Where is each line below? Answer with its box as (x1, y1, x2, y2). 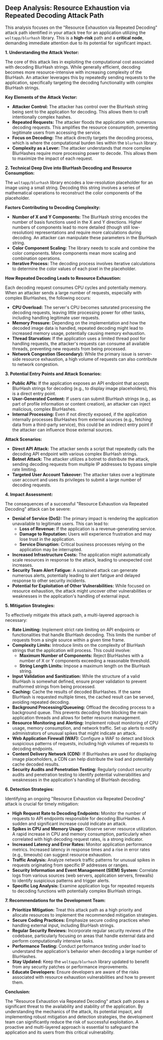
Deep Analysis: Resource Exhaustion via (5, 4, 130, 12)
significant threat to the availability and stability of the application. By (5, 1003, 144, 1009)
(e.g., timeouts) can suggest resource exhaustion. (12, 851, 112, 857)
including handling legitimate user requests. (12, 314, 100, 321)
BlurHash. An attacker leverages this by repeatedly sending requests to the (5, 74, 156, 80)
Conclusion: (5, 989, 31, 995)
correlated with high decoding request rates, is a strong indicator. (12, 836, 144, 842)
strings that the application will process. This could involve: (12, 647, 131, 653)
